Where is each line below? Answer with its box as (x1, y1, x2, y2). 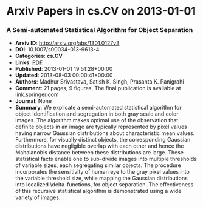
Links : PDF (15, 59, 43, 66)
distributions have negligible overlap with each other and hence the (15, 142, 184, 149)
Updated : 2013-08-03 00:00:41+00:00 (15, 71, 113, 79)
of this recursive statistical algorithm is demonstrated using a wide (15, 188, 182, 195)
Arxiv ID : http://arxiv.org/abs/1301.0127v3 (15, 39, 120, 47)
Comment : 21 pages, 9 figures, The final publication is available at (15, 85, 181, 92)
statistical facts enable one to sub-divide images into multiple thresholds (15, 156, 198, 163)
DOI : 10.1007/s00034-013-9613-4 (15, 46, 100, 53)
